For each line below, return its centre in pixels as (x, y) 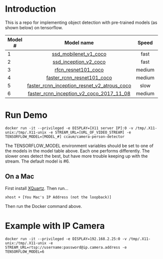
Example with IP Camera (55, 226)
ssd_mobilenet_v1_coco (79, 54)
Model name (79, 42)
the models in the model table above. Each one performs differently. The (77, 151)
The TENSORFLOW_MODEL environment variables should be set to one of (79, 146)
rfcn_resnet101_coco (79, 70)
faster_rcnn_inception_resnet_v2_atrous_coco (79, 85)
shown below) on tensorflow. (34, 27)
